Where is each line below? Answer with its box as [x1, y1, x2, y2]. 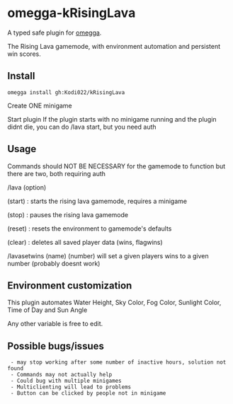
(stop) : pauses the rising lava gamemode [7, 210, 129, 219]
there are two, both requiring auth [7, 169, 106, 178]
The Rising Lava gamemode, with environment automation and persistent [7, 42, 221, 50]
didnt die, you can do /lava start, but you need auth [7, 122, 157, 131]
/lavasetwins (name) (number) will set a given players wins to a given [7, 251, 209, 260]
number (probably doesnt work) [7, 259, 101, 267]
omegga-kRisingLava [7, 5, 136, 21]
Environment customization [7, 279, 132, 292]
